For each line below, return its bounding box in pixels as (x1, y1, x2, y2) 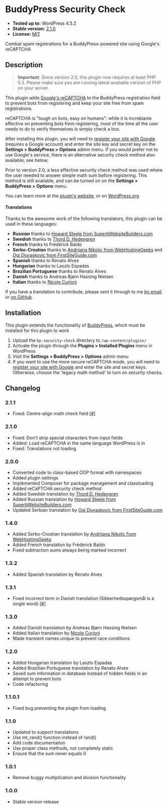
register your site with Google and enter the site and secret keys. (12, 364, 147, 370)
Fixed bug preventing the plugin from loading (12, 705, 106, 711)
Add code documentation (12, 740, 65, 746)
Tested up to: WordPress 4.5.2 (12, 20, 76, 26)
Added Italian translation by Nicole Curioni (12, 630, 101, 636)
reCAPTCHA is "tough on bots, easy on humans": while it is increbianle (5, 115, 152, 121)
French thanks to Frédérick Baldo (12, 241, 82, 247)
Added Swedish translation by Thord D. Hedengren (12, 491, 118, 497)
